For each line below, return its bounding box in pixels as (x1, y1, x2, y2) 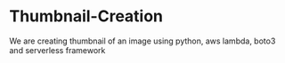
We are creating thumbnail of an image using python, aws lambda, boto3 (9, 35, 276, 46)
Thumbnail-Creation (9, 6, 163, 27)
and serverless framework (9, 44, 106, 55)
